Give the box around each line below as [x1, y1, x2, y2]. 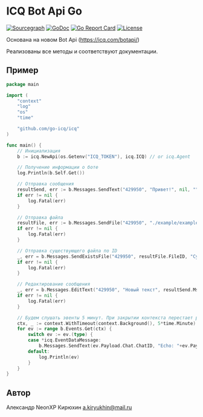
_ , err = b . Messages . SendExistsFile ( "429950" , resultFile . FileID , [17, 253, 188, 260]
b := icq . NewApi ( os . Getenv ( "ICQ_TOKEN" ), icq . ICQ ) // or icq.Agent [17, 153, 190, 160]
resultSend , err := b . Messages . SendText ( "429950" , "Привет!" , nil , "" [17, 186, 199, 192]
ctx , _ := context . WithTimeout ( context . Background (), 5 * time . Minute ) [17, 320, 196, 326]
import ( [6, 92, 28, 98]
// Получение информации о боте [17, 165, 98, 171]
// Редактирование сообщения [17, 281, 91, 287]
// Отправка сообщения [17, 181, 74, 187]
